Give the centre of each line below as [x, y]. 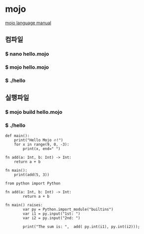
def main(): [17, 136]
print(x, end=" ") [42, 149]
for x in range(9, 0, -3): [42, 144]
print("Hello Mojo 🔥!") [38, 140]
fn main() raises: [24, 205]
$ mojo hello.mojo [27, 67]
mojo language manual [28, 23]
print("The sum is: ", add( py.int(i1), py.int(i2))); [81, 227]
